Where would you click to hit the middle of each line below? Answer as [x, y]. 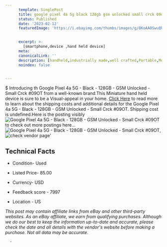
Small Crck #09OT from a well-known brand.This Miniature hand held [76, 93]
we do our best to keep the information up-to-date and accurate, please [79, 222]
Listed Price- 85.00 [32, 172]
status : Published [37, 19]
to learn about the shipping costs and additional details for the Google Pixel [82, 104]
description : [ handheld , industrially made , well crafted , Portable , [88, 60]
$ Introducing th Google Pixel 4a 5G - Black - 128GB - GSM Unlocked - [78, 88]
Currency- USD [28, 182]
